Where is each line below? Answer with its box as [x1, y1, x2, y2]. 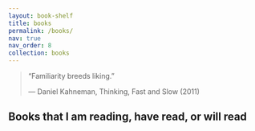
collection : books [8, 49, 70, 57]
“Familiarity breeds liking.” [27, 72, 115, 80]
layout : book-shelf [8, 11, 74, 20]
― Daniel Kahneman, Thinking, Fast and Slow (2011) [27, 87, 200, 96]
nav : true [8, 34, 42, 43]
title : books [8, 19, 52, 27]
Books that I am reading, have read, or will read [8, 110, 247, 124]
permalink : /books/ [8, 27, 74, 35]
